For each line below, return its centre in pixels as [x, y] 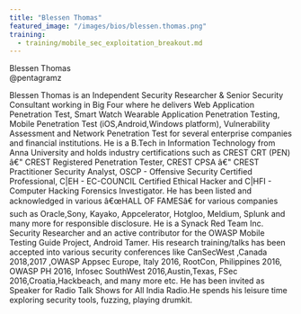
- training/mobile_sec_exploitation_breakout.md [110, 43]
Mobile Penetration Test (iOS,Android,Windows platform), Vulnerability [140, 124]
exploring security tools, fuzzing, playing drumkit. [101, 300]
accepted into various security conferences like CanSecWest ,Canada [138, 252]
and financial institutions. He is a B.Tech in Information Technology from [142, 143]
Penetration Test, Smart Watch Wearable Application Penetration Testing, [145, 114]
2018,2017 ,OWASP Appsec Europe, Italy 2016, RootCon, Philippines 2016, [146, 262]
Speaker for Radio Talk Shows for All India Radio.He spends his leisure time [148, 291]
